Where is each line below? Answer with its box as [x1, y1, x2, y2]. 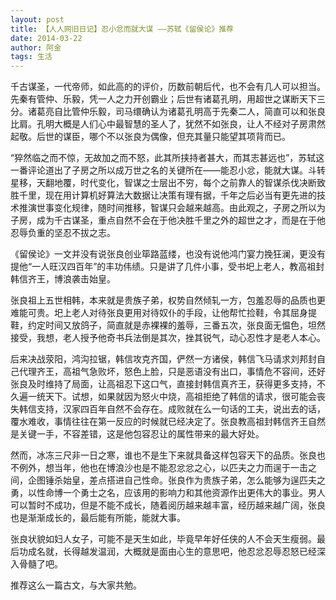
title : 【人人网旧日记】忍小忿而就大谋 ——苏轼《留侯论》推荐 [10, 24, 234, 34]
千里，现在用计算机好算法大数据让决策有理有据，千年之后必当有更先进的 [18, 189, 317, 201]
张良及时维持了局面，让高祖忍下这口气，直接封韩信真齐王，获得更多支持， [10, 378, 317, 390]
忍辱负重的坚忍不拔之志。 [10, 227, 116, 239]
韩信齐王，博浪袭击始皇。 [10, 273, 116, 285]
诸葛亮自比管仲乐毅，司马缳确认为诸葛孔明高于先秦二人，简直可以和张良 [27, 106, 326, 118]
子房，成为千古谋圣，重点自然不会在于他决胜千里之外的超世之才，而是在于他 [10, 214, 326, 226]
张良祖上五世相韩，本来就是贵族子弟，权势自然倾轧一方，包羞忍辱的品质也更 [10, 294, 326, 306]
